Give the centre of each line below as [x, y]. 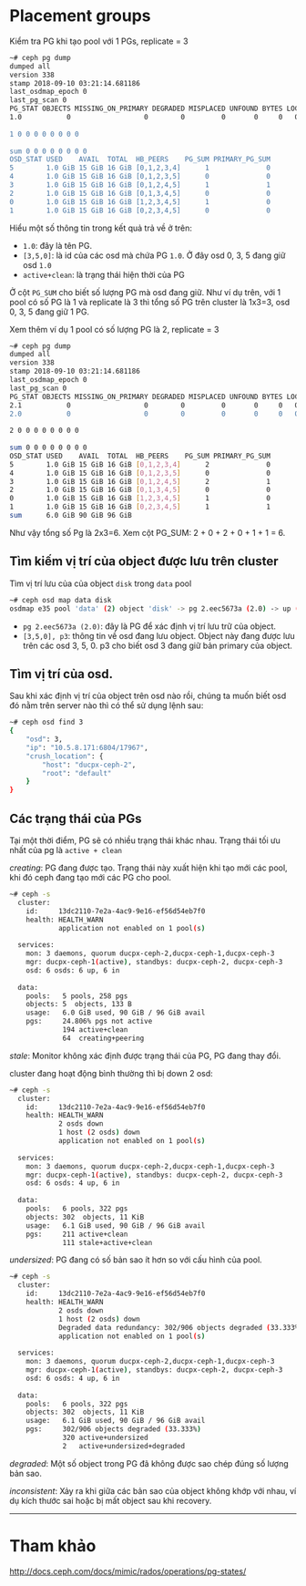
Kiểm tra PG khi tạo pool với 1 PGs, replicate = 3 [99, 41]
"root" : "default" [77, 773]
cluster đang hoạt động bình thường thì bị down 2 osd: [112, 1073]
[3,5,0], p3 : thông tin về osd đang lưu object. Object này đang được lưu [159, 635]
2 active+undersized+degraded [123, 1446]
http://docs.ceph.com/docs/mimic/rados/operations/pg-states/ [128, 1571]
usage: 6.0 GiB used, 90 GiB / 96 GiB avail [116, 1013]
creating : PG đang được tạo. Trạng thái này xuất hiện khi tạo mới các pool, [149, 868]
